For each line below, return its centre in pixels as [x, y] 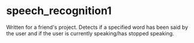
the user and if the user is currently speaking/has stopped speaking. [90, 33]
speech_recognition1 [59, 11]
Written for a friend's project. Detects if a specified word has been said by [97, 27]
